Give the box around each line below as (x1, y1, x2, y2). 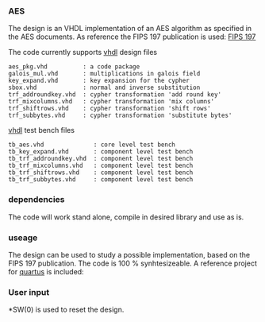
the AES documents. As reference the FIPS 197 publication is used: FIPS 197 (8, 32, 256, 41)
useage (8, 232, 38, 243)
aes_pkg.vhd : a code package (8, 63, 140, 71)
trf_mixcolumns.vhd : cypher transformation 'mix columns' (8, 98, 215, 106)
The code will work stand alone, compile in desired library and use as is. (8, 212, 244, 222)
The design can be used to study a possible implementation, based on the (8, 250, 251, 259)
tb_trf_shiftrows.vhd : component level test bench (8, 169, 194, 177)
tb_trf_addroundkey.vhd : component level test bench (8, 155, 194, 163)
